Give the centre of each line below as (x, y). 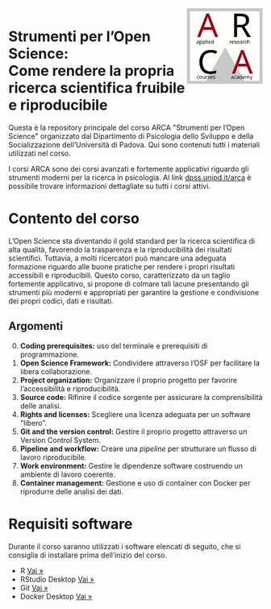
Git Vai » (34, 587)
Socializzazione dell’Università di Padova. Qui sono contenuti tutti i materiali (134, 144)
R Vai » (32, 570)
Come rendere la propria (92, 71)
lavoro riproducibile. (53, 457)
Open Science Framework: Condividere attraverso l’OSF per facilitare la (140, 363)
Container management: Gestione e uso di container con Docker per (135, 482)
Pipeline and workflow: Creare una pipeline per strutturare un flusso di (138, 448)
